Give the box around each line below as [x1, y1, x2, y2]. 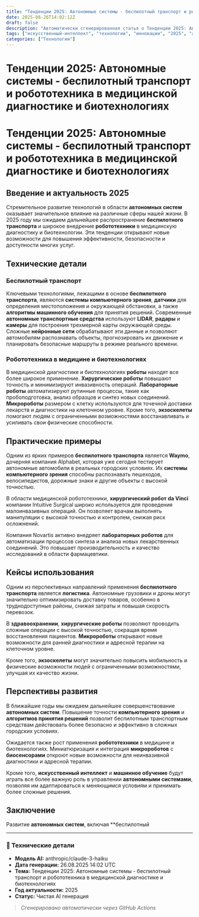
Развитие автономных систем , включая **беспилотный [6, 821, 150, 828]
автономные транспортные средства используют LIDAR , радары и [6, 315, 181, 322]
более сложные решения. [6, 788, 72, 795]
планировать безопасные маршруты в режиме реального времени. [6, 340, 179, 347]
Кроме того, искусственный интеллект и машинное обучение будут [6, 769, 184, 777]
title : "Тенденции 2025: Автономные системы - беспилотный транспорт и [6, 8, 187, 15]
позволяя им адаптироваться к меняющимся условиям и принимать [6, 782, 181, 789]
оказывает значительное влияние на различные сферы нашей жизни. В [6, 210, 188, 217]
